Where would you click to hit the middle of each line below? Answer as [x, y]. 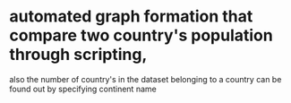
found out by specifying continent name [83, 89]
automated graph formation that [131, 17]
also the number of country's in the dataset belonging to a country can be [145, 79]
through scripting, [78, 55]
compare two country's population [141, 35]
